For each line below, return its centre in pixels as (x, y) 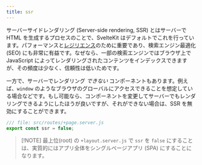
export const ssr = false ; (40, 128)
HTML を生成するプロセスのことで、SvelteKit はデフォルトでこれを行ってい (100, 38)
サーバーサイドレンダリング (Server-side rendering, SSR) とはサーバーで (96, 30)
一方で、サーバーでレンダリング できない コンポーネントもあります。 (92, 81)
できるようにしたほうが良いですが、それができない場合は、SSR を (105, 103)
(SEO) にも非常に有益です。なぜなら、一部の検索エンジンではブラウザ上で (99, 53)
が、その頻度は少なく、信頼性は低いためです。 (64, 68)
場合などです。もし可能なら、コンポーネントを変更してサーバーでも (96, 96)
